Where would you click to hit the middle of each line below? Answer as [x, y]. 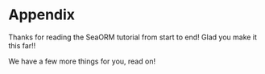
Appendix [41, 15]
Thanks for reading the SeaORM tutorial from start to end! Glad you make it [133, 37]
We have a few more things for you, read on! [82, 61]
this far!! [22, 45]
